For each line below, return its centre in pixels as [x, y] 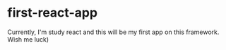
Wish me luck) [28, 39]
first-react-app [52, 13]
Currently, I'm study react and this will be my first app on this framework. [113, 32]
